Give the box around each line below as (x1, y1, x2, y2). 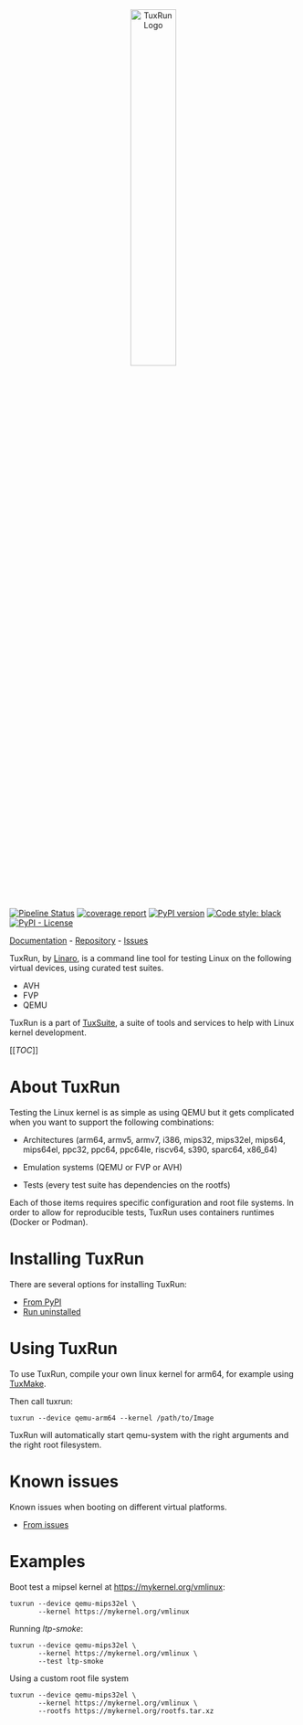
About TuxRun (9, 1077, 120, 1097)
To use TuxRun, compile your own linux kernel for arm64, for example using (9, 1368, 294, 1379)
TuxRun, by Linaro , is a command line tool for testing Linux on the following (9, 953, 292, 963)
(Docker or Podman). (9, 1216, 89, 1227)
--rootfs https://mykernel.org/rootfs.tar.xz (37, 1706, 214, 1716)
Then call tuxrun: (9, 1395, 73, 1406)
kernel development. (9, 1027, 87, 1038)
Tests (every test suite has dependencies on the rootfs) (22, 1179, 231, 1191)
